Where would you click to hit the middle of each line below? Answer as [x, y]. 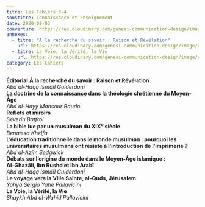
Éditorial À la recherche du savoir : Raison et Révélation [78, 80]
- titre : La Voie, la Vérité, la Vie [60, 52]
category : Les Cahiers [35, 63]
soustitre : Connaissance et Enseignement [60, 18]
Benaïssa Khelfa [27, 133]
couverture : [21, 29]
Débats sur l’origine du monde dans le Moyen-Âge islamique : [86, 159]
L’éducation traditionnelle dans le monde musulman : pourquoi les [92, 139]
